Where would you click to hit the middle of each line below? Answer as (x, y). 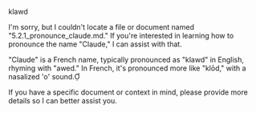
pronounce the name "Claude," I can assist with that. (95, 44)
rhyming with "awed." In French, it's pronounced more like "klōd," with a (127, 68)
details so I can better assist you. (63, 101)
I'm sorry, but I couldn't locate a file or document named (102, 27)
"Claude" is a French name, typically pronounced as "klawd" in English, (126, 60)
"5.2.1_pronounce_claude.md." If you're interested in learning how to (121, 36)
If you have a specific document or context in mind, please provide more (128, 92)
